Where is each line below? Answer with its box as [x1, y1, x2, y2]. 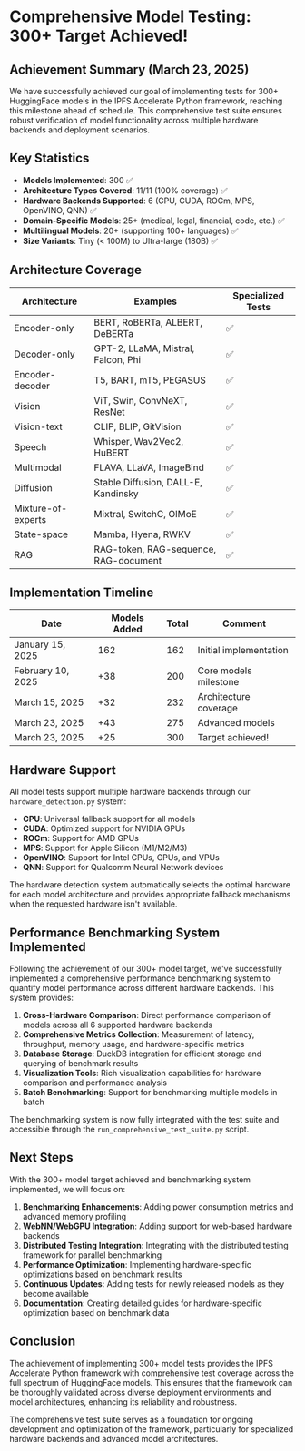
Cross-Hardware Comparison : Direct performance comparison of [22, 1010, 271, 1021]
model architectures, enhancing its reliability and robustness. [9, 1396, 238, 1407]
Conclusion [9, 1334, 76, 1349]
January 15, [14, 638, 66, 651]
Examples [133, 295, 178, 308]
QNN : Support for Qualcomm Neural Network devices [22, 862, 224, 873]
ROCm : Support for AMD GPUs [22, 833, 139, 844]
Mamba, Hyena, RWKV [93, 528, 191, 541]
